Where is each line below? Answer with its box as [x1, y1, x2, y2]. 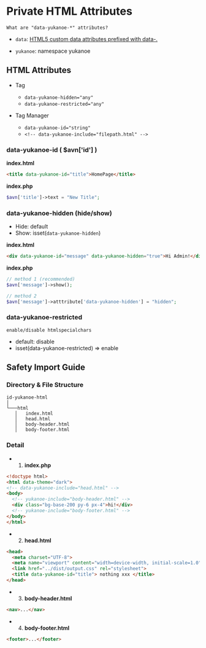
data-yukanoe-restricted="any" [24, 101, 105, 107]
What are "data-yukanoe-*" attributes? [6, 25, 109, 31]
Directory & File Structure [6, 381, 84, 389]
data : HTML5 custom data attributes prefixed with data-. [15, 35, 158, 42]
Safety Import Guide [6, 362, 86, 373]
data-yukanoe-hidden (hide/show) [6, 209, 112, 217]
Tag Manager [15, 112, 49, 119]
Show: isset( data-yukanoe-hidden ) [15, 229, 101, 237]
